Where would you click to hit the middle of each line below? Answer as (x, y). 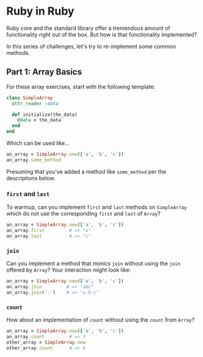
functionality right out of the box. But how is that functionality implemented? (101, 34)
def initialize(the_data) (45, 115)
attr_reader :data (35, 104)
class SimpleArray (30, 98)
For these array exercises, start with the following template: (81, 87)
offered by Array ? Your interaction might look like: (69, 270)
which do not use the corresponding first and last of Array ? (84, 214)
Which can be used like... (38, 143)
